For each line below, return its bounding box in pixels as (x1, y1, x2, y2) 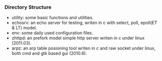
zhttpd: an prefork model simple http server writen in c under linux (11, 35, 145, 41)
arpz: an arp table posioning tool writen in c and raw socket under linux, (11, 45, 156, 51)
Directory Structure (4, 4, 52, 11)
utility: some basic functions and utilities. (11, 15, 93, 21)
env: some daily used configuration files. (11, 30, 93, 36)
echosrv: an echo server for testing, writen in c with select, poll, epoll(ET (11, 20, 158, 25)
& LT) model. (11, 25, 37, 31)
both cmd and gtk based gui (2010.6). (11, 50, 87, 56)
